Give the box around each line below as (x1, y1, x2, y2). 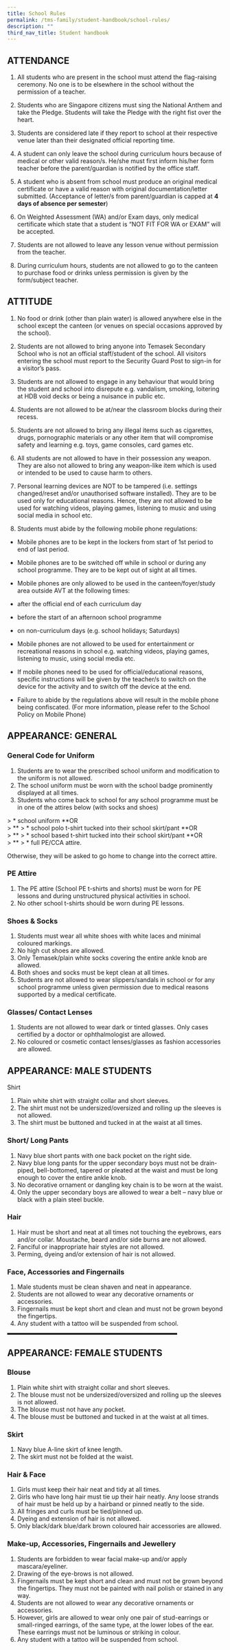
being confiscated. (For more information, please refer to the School (16, 703, 210, 711)
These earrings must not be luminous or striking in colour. (16, 1628, 181, 1636)
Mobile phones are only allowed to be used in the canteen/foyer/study (16, 579, 216, 587)
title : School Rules (7, 10, 67, 17)
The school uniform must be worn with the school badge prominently (16, 781, 213, 789)
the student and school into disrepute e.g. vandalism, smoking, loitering (16, 385, 220, 393)
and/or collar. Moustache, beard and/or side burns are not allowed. (16, 1235, 207, 1243)
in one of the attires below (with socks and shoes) (16, 803, 159, 811)
